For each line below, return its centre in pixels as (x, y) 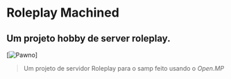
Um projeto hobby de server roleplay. (88, 38)
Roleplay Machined (63, 13)
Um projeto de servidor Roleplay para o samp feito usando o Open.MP (124, 68)
